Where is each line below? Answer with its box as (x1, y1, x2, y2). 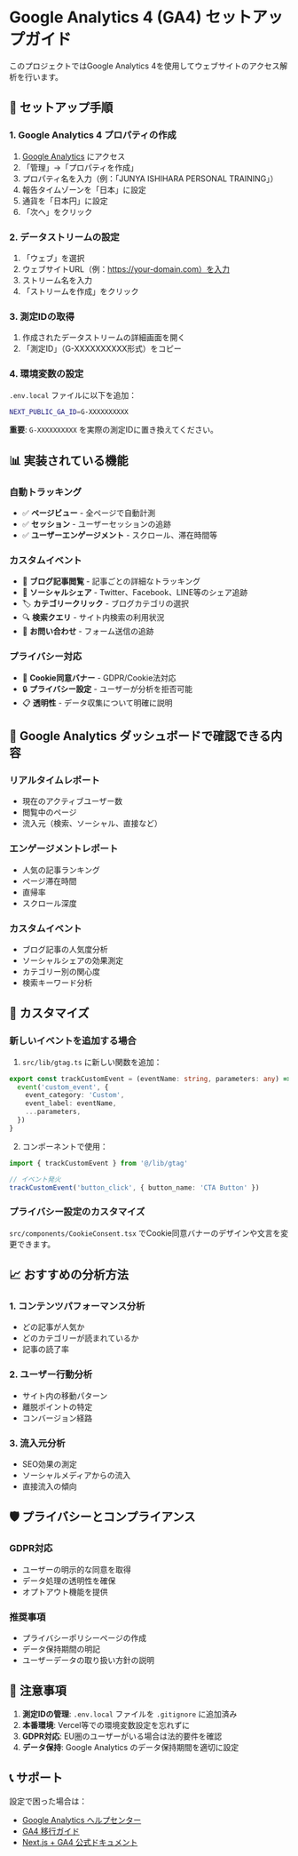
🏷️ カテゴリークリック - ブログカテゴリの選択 (21, 598, 189, 609)
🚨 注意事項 (9, 1684, 67, 1699)
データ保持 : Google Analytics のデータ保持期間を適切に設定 (21, 1741, 239, 1752)
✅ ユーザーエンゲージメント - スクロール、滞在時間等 (21, 530, 218, 541)
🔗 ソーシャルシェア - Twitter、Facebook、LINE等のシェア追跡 (21, 587, 248, 598)
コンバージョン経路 (21, 1413, 93, 1423)
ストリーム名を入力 (21, 275, 93, 285)
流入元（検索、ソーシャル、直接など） (21, 818, 162, 829)
